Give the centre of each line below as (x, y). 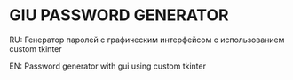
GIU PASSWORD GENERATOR (119, 15)
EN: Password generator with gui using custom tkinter (108, 66)
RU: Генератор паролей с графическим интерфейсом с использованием (147, 40)
